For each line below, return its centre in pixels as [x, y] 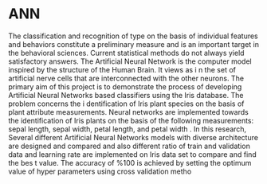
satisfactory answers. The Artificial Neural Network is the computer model [130, 61]
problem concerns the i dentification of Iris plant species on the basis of [126, 104]
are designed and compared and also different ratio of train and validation [130, 146]
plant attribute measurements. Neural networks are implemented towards [128, 112]
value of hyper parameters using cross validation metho [100, 171]
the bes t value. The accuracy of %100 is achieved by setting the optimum [130, 162]
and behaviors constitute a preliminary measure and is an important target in [133, 44]
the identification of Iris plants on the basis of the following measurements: [131, 120]
